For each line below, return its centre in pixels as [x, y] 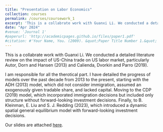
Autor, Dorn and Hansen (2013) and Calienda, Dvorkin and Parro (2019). [77, 65]
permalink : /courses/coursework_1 [40, 18]
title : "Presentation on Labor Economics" [49, 9]
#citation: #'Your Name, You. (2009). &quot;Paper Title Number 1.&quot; [81, 41]
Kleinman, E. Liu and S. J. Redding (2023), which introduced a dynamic [76, 105]
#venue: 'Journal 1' [26, 32]
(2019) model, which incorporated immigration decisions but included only [79, 95]
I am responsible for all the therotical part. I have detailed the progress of [78, 74]
